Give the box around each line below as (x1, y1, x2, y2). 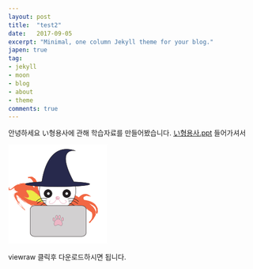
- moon (8, 71, 30, 79)
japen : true (8, 46, 47, 55)
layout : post (8, 13, 51, 21)
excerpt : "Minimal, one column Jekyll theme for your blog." (8, 38, 214, 46)
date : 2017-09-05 (8, 29, 73, 37)
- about (8, 88, 34, 96)
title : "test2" (8, 21, 62, 29)
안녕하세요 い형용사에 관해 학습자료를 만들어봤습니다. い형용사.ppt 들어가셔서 (8, 128, 247, 138)
